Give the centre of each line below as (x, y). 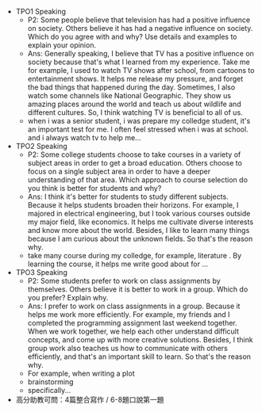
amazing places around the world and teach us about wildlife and (134, 104)
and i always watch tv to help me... (84, 137)
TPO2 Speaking (41, 146)
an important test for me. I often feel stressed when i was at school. (138, 129)
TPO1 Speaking (40, 11)
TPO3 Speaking (41, 272)
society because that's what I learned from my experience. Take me (139, 62)
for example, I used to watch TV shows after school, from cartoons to (141, 70)
